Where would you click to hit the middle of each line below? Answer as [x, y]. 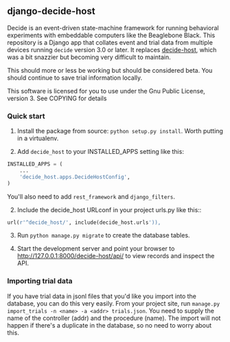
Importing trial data [40, 281]
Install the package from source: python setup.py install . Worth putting [120, 131]
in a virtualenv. [38, 138]
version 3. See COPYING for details [57, 98]
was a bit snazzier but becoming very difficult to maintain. [89, 57]
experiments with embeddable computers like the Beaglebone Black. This [111, 35]
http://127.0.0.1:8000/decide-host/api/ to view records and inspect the [116, 256]
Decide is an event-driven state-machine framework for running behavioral [113, 27]
